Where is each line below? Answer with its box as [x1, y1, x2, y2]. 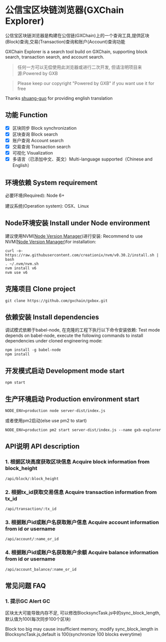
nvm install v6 [5, 265, 37, 271]
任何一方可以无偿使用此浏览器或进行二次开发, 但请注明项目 [17, 64, 138, 70]
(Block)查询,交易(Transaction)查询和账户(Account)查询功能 [5, 38, 126, 45]
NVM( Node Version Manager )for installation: [5, 239, 96, 244]
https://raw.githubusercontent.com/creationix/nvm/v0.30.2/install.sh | [5, 252, 159, 257]
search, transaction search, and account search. [5, 54, 104, 60]
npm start [5, 380, 26, 385]
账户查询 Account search [12, 137, 64, 143]
